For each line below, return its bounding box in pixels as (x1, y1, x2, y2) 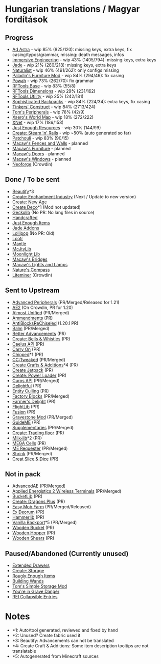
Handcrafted (12, 215, 38, 221)
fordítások (5, 14, 48, 25)
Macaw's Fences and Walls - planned (12, 140, 88, 146)
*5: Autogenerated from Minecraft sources (12, 653, 99, 659)
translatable (12, 648, 37, 654)
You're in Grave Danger (12, 588, 60, 595)
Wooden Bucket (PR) (12, 525, 55, 531)
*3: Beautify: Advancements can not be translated (12, 637, 114, 644)
